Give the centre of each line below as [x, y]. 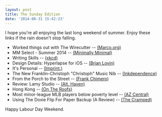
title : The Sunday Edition [33, 14]
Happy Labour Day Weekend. [35, 109]
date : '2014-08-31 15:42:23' [35, 19]
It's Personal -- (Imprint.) [37, 68]
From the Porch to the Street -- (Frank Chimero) [60, 79]
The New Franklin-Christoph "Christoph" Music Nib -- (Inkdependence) [84, 74]
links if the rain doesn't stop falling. [40, 38]
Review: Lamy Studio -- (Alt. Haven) [48, 84]
